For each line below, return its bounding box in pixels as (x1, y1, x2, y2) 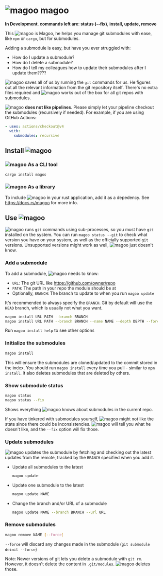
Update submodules (5, 438, 54, 445)
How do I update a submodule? (12, 54, 75, 60)
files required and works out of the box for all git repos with (5, 90, 144, 95)
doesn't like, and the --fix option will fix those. (5, 426, 99, 432)
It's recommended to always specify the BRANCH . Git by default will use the (5, 300, 153, 306)
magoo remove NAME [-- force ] (5, 532, 64, 537)
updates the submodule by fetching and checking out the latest (25, 449, 151, 455)
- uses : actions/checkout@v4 (5, 124, 64, 129)
